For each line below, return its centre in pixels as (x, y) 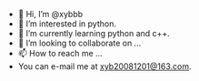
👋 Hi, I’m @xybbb (50, 14)
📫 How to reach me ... (60, 53)
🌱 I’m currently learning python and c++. (94, 33)
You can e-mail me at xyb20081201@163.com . (104, 66)
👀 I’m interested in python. (67, 24)
